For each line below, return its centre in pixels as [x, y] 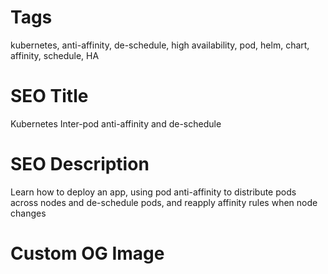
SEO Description [80, 164]
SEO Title [49, 96]
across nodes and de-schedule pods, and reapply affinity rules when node [164, 202]
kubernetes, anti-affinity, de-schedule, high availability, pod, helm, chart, [160, 45]
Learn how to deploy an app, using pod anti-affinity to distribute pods [153, 192]
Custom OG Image [87, 253]
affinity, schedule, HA [55, 55]
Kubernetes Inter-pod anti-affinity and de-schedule [116, 123]
